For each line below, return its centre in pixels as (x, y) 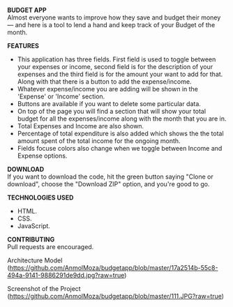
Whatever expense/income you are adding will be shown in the (108, 89)
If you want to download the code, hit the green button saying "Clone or (111, 177)
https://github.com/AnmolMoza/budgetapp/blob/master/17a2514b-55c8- (114, 268)
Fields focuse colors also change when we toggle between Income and (120, 148)
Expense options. (42, 156)
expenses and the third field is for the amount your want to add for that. (120, 74)
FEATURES (23, 46)
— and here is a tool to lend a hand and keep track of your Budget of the (111, 25)
